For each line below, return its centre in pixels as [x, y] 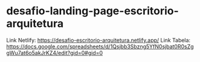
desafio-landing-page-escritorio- [93, 11]
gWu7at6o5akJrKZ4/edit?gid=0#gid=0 [55, 52]
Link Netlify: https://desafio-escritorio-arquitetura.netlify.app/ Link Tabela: [98, 40]
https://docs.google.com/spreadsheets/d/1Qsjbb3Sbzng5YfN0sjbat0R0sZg [100, 46]
